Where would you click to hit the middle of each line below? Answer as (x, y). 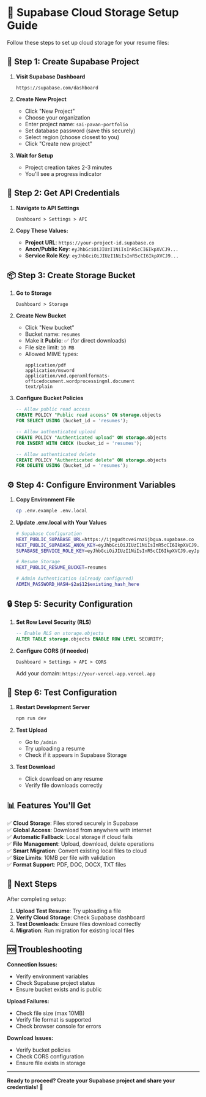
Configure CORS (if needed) (52, 651)
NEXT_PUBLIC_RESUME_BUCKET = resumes (61, 567)
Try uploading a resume (55, 749)
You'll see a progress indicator (63, 173)
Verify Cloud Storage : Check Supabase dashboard (80, 917)
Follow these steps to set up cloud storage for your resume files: (88, 42)
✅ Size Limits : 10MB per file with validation (61, 858)
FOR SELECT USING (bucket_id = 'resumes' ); (72, 421)
